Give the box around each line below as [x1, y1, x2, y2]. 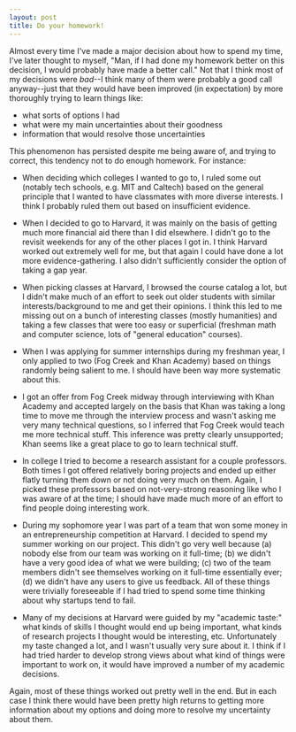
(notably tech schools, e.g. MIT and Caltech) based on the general [21, 181, 264, 192]
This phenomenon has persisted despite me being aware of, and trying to [9, 145, 277, 156]
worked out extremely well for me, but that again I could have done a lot [21, 245, 285, 257]
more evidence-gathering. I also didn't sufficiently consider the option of [21, 255, 287, 266]
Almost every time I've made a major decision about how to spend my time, [9, 45, 284, 56]
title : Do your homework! [9, 21, 104, 30]
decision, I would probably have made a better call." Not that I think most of [9, 64, 284, 75]
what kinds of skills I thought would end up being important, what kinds [21, 621, 283, 632]
